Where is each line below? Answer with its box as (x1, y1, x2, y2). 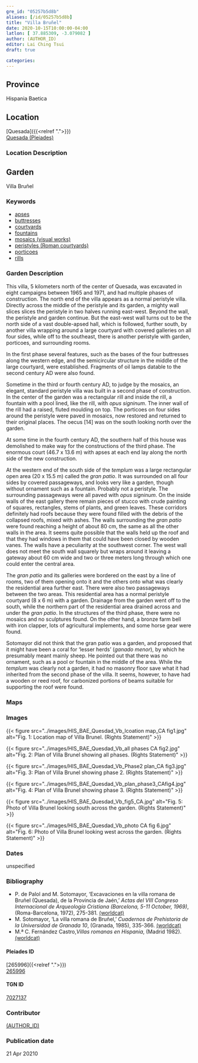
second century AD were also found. (6, 369, 95, 376)
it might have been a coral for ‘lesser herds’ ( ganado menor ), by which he (6, 646, 185, 653)
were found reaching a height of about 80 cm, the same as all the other (6, 522, 179, 529)
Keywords (6, 197, 36, 205)
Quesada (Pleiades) (6, 134, 54, 141)
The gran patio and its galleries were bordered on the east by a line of (6, 571, 176, 578)
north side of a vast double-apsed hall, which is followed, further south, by (6, 320, 187, 327)
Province (6, 80, 40, 90)
